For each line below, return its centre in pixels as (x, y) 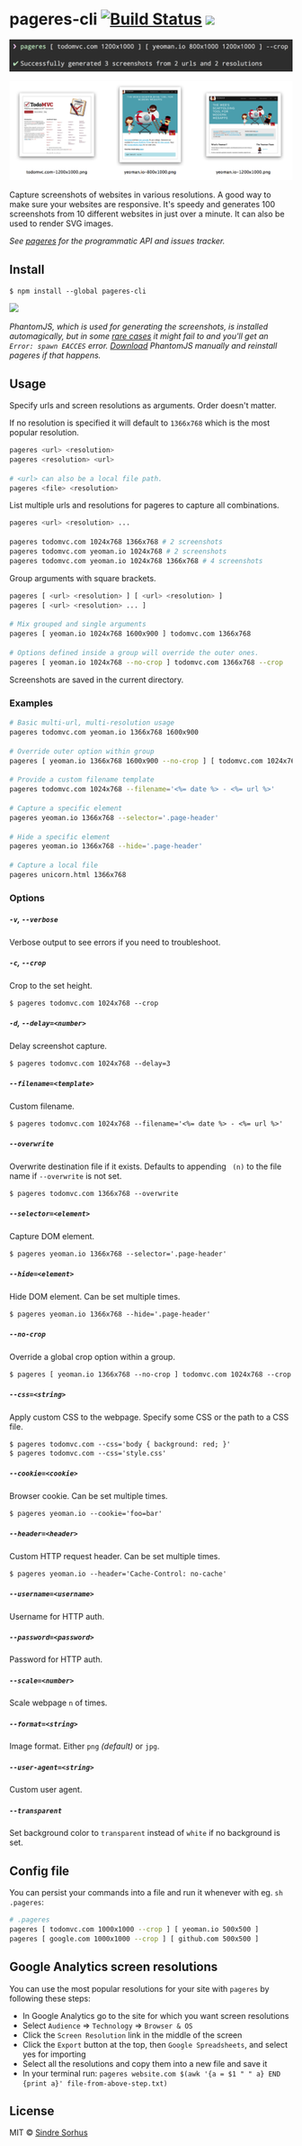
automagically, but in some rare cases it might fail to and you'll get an (139, 336)
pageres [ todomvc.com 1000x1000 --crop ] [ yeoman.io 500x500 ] (134, 1930)
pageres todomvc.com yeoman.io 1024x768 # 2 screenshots (118, 552)
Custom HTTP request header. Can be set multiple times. (115, 1556)
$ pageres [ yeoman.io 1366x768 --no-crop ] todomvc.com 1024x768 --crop (151, 1374)
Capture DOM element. (52, 1236)
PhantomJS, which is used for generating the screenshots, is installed (139, 327)
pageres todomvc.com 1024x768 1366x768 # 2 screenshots (116, 542)
